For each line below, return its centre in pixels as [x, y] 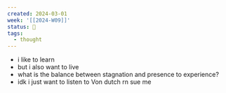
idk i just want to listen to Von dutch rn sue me [84, 82]
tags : [15, 33]
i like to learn [36, 59]
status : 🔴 [22, 27]
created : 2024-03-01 [38, 14]
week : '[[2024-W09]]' [39, 20]
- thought [28, 40]
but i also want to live [48, 67]
